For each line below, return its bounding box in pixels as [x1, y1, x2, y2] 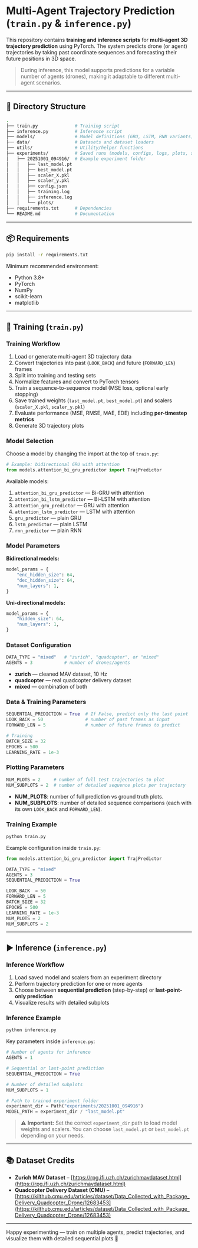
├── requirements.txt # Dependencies [6, 205, 112, 211]
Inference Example [6, 1014, 61, 1022]
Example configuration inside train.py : [6, 844, 101, 851]
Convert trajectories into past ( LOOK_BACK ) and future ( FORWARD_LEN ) [14, 359, 176, 366]
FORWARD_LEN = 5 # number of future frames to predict [6, 722, 181, 728]
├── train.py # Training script [6, 123, 120, 129]
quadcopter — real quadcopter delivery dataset [14, 677, 131, 684]
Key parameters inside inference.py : [6, 1038, 95, 1045]
